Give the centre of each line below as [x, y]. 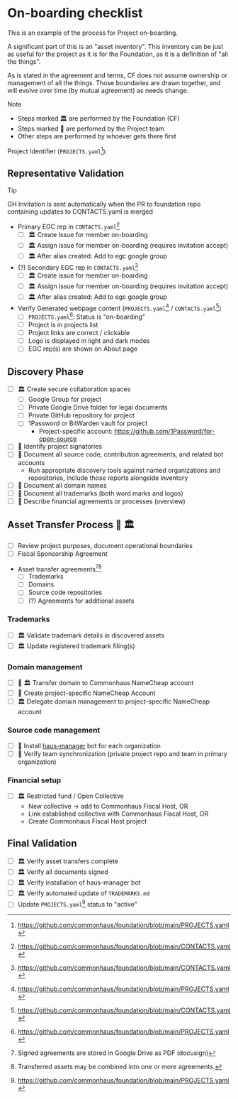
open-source [58, 439]
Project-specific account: [76, 432]
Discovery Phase [45, 372]
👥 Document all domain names [62, 485]
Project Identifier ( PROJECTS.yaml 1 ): [57, 151]
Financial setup [34, 780]
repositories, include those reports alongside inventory [108, 478]
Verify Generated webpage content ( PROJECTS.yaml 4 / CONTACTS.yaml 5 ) [119, 307]
